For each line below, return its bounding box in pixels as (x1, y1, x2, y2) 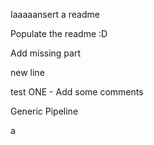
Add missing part (10, 47, 81, 59)
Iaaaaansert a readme (10, 9, 100, 20)
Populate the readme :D (10, 28, 108, 39)
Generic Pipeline (10, 105, 79, 117)
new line (10, 67, 45, 78)
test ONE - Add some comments (10, 86, 144, 98)
